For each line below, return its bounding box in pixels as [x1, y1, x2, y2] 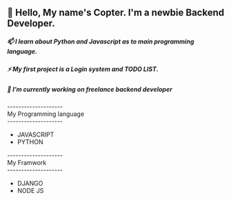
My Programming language [7, 110, 85, 118]
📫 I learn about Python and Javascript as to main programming [7, 37, 194, 46]
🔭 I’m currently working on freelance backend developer [7, 85, 172, 93]
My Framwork [7, 159, 47, 167]
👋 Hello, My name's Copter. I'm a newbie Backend [7, 7, 225, 19]
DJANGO [17, 179, 43, 188]
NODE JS [17, 187, 44, 195]
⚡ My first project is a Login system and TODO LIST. [7, 65, 159, 73]
